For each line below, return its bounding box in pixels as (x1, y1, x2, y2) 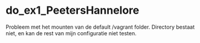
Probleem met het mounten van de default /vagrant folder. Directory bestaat (5, 23, 195, 30)
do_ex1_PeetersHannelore (5, 4, 140, 17)
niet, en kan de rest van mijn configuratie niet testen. (5, 29, 137, 36)
